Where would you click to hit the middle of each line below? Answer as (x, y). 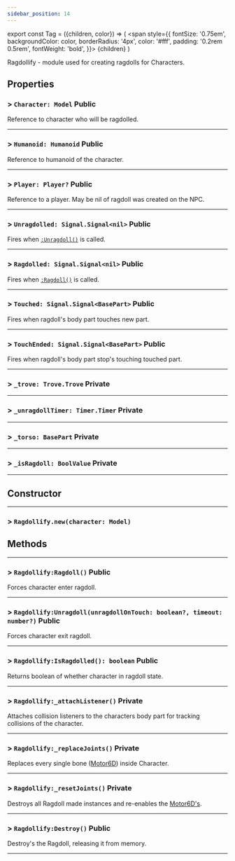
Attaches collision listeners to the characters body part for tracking (104, 716)
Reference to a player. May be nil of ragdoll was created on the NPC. (106, 199)
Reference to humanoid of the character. (66, 159)
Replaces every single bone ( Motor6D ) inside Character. (88, 764)
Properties (31, 84)
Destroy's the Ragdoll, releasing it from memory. (77, 843)
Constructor (34, 494)
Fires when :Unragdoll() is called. (57, 240)
